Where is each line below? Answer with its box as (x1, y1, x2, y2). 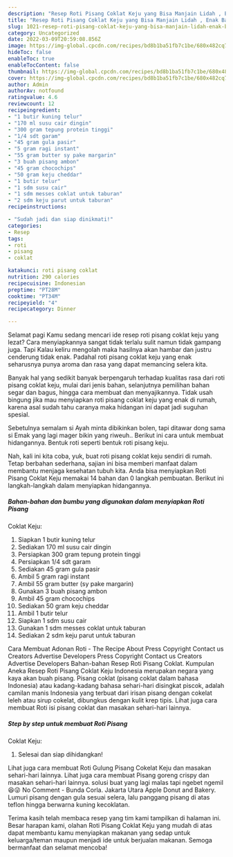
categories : (8, 222, 42, 229)
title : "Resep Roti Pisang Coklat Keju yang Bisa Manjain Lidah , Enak (8, 17, 218, 24)
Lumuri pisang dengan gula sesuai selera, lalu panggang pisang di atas (8, 793, 210, 802)
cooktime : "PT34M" (8, 292, 61, 300)
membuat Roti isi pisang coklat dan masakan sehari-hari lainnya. (8, 704, 192, 712)
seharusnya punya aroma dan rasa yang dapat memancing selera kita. (8, 360, 208, 369)
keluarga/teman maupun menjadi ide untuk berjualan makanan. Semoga (8, 836, 213, 845)
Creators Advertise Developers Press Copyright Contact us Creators (8, 652, 203, 660)
